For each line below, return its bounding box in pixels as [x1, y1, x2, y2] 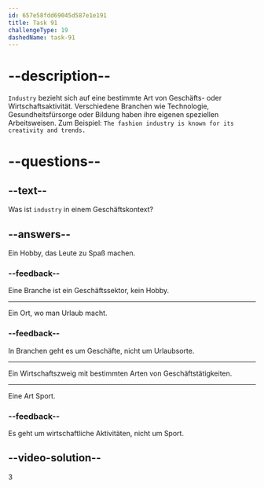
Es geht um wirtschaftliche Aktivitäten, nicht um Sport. [8, 428, 185, 438]
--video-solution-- [8, 451, 101, 464]
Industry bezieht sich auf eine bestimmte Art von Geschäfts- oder [8, 94, 222, 103]
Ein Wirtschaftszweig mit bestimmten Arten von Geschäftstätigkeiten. [8, 369, 233, 378]
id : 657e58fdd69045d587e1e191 [8, 11, 108, 20]
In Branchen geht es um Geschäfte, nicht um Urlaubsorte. [8, 346, 195, 355]
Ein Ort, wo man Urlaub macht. [8, 308, 108, 318]
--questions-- [8, 152, 101, 171]
